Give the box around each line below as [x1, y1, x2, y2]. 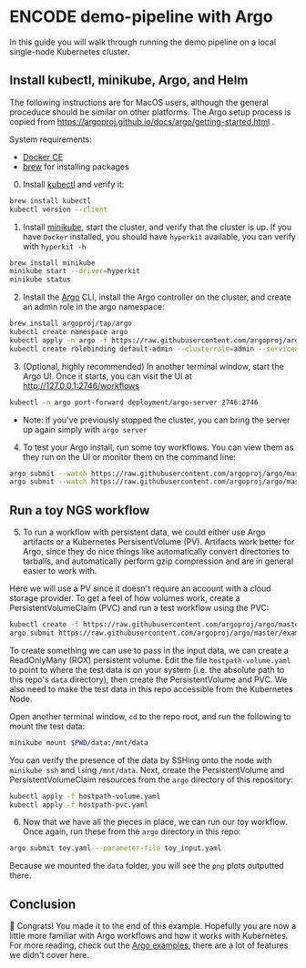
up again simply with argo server [22, 423, 148, 434]
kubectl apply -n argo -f [9, 335, 107, 345]
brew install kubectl [9, 196, 92, 206]
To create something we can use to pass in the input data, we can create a [9, 645, 290, 656]
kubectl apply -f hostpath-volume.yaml [9, 791, 161, 800]
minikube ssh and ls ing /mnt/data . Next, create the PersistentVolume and [9, 764, 285, 775]
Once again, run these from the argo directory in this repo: [22, 826, 241, 837]
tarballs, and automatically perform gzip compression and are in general [22, 555, 294, 566]
